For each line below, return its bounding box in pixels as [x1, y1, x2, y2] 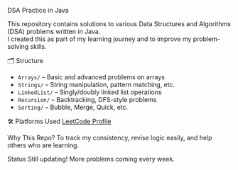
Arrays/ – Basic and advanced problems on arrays [17, 73, 166, 81]
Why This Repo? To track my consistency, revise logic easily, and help [7, 134, 212, 142]
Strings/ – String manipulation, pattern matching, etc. [17, 81, 175, 89]
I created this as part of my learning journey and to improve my [7, 35, 192, 43]
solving [7, 42, 29, 50]
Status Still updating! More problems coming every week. [7, 155, 175, 163]
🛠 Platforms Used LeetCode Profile [7, 117, 112, 125]
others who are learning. [7, 141, 80, 149]
